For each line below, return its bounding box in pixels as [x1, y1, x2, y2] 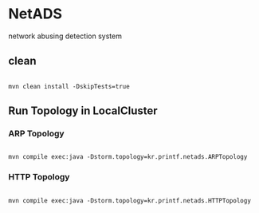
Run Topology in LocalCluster [8, 105, 158, 118]
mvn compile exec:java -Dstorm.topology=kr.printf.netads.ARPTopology [8, 153, 248, 161]
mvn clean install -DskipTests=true [8, 82, 130, 90]
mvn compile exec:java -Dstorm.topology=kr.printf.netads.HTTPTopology [8, 196, 251, 204]
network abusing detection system [8, 31, 122, 41]
